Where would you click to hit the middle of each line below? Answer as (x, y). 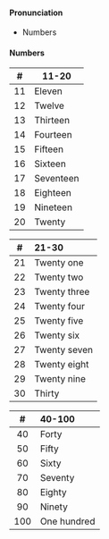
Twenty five (59, 321)
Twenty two (59, 277)
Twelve (50, 105)
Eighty (53, 493)
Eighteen (53, 193)
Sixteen (50, 164)
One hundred (67, 521)
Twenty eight (62, 365)
